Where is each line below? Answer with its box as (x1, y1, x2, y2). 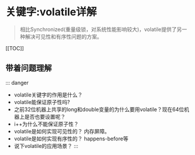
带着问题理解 (5, 63, 52, 73)
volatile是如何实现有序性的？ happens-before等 (13, 135, 129, 142)
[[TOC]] (5, 44, 24, 51)
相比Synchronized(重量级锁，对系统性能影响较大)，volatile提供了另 (19, 26, 182, 33)
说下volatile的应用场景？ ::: (13, 142, 78, 149)
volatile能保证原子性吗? (13, 98, 70, 105)
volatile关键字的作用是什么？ (13, 91, 83, 98)
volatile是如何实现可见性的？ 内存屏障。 (13, 128, 110, 135)
